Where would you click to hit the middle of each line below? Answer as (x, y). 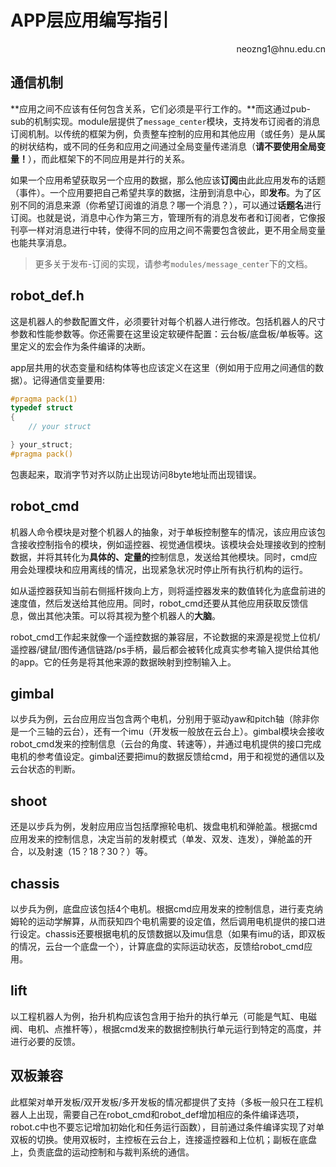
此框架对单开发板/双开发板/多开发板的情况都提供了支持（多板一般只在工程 (162, 1102)
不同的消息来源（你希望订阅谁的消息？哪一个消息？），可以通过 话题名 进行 (170, 205)
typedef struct (42, 408)
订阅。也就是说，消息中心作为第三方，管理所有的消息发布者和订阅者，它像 (163, 217)
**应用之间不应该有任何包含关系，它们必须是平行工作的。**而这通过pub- (160, 108)
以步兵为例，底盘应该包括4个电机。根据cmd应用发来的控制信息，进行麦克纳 (166, 909)
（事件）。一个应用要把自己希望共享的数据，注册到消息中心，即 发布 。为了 (161, 192)
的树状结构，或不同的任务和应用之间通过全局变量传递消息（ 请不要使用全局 (163, 146)
